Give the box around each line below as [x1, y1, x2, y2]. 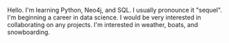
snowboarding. [7, 28, 51, 36]
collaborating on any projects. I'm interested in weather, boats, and [7, 21, 198, 28]
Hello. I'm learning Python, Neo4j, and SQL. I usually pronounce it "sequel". [7, 6, 222, 14]
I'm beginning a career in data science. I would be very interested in [7, 13, 201, 21]
